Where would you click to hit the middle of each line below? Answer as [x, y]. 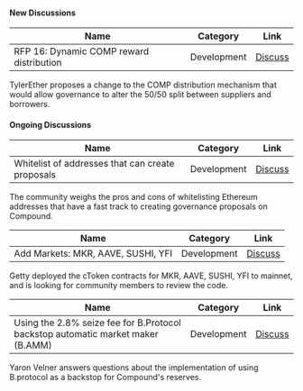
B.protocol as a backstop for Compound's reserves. [106, 377]
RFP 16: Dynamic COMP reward [82, 51]
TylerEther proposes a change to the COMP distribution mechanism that [143, 85]
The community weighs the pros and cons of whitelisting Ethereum [134, 197]
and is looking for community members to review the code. [119, 286]
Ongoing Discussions [50, 124]
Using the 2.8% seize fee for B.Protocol [98, 323]
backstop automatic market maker [87, 334]
